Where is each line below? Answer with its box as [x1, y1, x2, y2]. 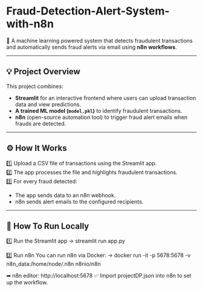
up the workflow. [6, 279, 48, 286]
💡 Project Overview [6, 66, 80, 77]
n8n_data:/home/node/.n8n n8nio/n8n [6, 261, 101, 268]
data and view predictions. [14, 101, 82, 108]
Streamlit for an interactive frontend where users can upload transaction [14, 94, 196, 101]
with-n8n [6, 17, 54, 31]
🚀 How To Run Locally [6, 221, 89, 231]
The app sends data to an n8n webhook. [14, 191, 116, 198]
